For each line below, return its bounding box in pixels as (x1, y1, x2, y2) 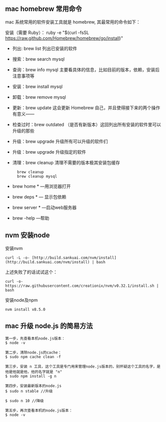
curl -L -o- (5, 255, 30, 260)
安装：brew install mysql (12, 83, 63, 89)
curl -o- (5, 279, 23, 284)
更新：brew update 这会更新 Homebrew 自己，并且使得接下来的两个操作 (12, 104, 161, 111)
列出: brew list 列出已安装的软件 (12, 45, 78, 51)
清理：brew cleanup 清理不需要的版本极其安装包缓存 (12, 159, 120, 166)
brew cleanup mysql (17, 174, 57, 179)
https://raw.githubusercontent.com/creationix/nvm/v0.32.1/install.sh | (5, 283, 159, 288)
